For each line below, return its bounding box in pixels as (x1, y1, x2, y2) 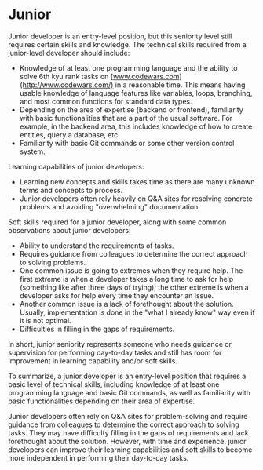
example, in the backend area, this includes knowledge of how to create (19, 122, 253, 131)
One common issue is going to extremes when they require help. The (19, 265, 243, 275)
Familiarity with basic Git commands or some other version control (19, 138, 235, 148)
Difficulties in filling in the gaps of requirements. (19, 324, 175, 333)
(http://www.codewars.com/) (19, 80, 114, 89)
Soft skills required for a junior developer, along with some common (8, 217, 227, 227)
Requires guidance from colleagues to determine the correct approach (19, 249, 248, 258)
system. (19, 147, 46, 156)
